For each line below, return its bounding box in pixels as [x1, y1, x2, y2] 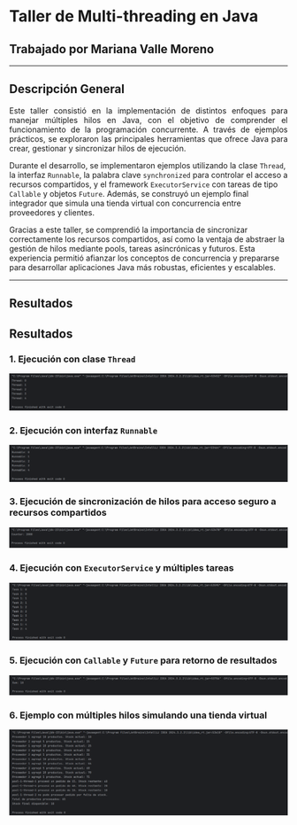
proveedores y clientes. [9, 206, 95, 218]
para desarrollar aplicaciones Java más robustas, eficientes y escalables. [9, 261, 277, 272]
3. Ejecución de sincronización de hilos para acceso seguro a [9, 495, 277, 508]
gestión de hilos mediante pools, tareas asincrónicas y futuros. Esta [9, 243, 255, 253]
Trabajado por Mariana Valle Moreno [9, 42, 215, 57]
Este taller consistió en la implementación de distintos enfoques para [9, 105, 288, 116]
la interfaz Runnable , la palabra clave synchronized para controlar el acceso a [9, 169, 288, 180]
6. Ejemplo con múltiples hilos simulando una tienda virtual [9, 709, 268, 721]
